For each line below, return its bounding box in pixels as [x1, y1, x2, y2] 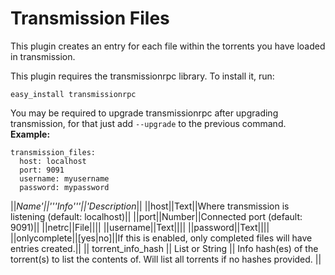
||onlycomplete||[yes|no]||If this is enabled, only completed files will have [10, 232, 313, 244]
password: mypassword [19, 182, 110, 192]
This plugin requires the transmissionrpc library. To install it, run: [10, 70, 275, 82]
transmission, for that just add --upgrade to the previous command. [10, 117, 287, 129]
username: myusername [19, 173, 110, 184]
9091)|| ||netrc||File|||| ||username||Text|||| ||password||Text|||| [10, 221, 270, 233]
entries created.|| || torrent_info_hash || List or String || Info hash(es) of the [10, 242, 319, 254]
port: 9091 [19, 165, 65, 175]
